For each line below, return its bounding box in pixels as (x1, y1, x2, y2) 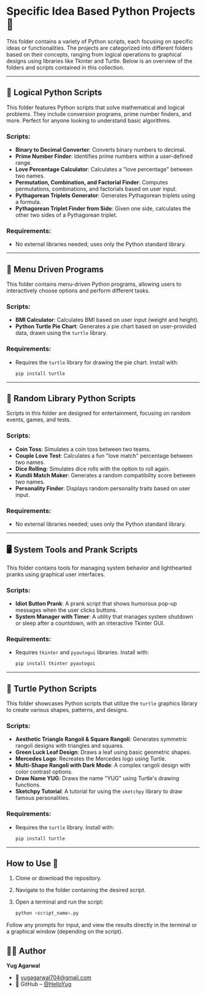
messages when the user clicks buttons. (15, 606, 118, 614)
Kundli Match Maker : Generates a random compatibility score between (15, 471, 196, 479)
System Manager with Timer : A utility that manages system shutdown (15, 613, 193, 620)
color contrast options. (15, 768, 73, 775)
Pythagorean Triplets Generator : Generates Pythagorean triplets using (15, 192, 196, 199)
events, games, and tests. (6, 416, 72, 423)
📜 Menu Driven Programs (6, 264, 104, 275)
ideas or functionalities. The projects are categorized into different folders (6, 44, 193, 52)
